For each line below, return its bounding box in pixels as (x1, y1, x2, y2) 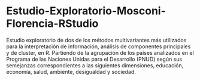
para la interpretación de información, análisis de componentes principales (6, 43, 191, 50)
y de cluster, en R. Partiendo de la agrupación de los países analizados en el (6, 49, 195, 56)
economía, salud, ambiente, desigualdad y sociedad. (6, 68, 137, 75)
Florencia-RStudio (6, 17, 99, 30)
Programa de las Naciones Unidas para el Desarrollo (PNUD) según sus (6, 55, 183, 63)
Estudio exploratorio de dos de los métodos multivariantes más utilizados (6, 36, 187, 43)
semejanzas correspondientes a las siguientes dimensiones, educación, (6, 61, 184, 69)
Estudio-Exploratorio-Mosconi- (6, 4, 166, 18)
